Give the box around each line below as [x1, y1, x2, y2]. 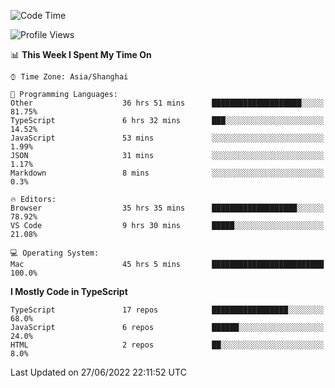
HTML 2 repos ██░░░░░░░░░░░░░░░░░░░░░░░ [10, 340, 325, 350]
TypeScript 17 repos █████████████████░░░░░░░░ [10, 305, 325, 315]
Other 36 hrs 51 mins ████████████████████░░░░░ [10, 98, 325, 108]
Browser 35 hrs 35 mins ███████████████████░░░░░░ [10, 203, 325, 213]
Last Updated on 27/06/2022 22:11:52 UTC [10, 366, 187, 378]
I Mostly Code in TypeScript [10, 286, 128, 297]
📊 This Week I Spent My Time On [10, 49, 152, 60]
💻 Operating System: [10, 248, 100, 258]
